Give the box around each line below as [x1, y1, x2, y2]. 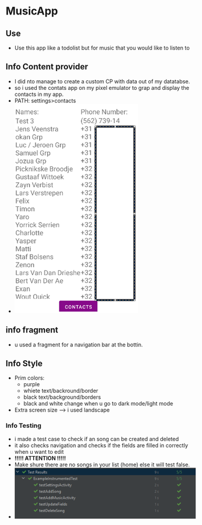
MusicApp [5, 4, 58, 18]
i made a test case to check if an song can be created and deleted [14, 435, 179, 442]
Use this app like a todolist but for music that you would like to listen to [14, 44, 190, 51]
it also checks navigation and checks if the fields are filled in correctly [14, 442, 188, 449]
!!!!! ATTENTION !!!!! [14, 454, 66, 462]
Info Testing [5, 421, 42, 430]
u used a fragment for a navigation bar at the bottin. [14, 341, 143, 348]
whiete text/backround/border [23, 387, 99, 395]
